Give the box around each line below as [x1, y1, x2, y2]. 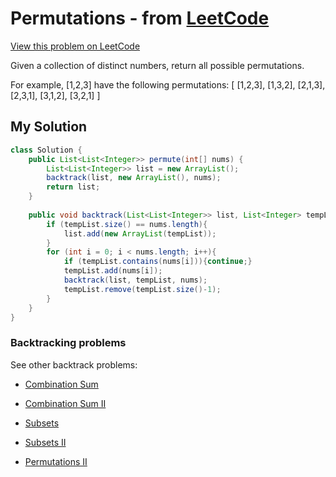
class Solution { [10, 145, 83, 155]
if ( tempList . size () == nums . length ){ [46, 219, 208, 229]
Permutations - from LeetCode [10, 7, 270, 30]
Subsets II [24, 436, 67, 448]
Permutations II [24, 455, 88, 467]
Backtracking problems [10, 336, 127, 350]
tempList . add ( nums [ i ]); [63, 266, 163, 276]
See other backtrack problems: [10, 358, 138, 371]
